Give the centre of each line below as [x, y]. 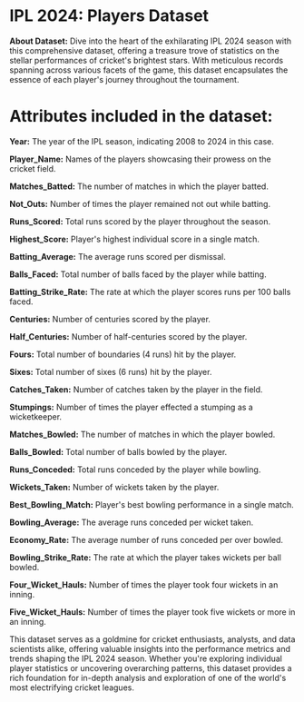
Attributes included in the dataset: [141, 117]
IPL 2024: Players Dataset [109, 16]
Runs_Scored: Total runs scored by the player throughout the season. [140, 221]
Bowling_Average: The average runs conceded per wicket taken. [132, 522]
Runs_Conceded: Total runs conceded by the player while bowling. [135, 470]
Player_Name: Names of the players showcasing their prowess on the [140, 159]
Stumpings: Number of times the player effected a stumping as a [132, 407]
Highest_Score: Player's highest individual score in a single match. [135, 239]
